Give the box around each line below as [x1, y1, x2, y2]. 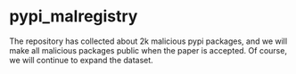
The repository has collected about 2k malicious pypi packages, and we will [9, 36, 288, 46]
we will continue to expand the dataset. [9, 54, 153, 65]
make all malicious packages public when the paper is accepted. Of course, [9, 45, 288, 55]
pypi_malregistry [9, 6, 138, 27]
